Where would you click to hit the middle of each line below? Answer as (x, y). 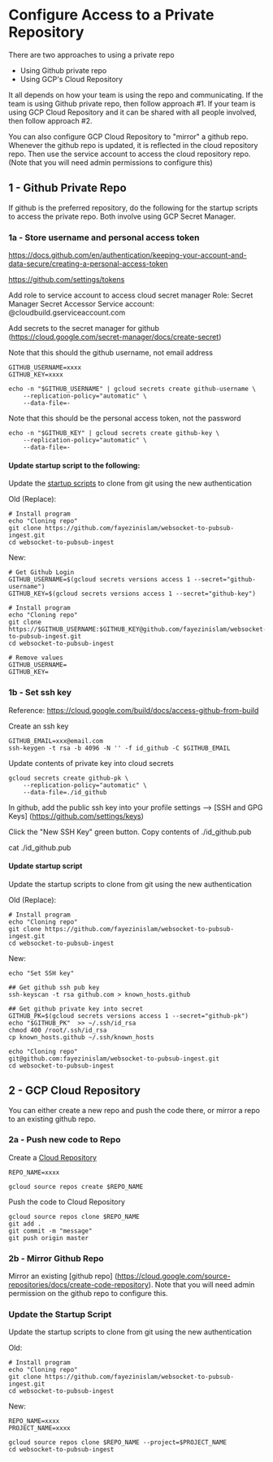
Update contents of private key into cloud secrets (91, 763)
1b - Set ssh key (40, 693)
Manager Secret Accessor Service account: (82, 304)
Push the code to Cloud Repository (67, 1202)
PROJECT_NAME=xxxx (39, 1429)
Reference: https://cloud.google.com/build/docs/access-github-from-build (134, 710)
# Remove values (36, 658)
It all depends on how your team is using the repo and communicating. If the (136, 94)
